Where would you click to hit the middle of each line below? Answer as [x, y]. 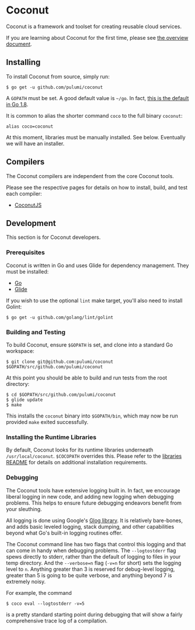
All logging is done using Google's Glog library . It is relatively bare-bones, [94, 520]
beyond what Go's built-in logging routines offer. [64, 533]
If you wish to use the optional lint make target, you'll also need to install [94, 300]
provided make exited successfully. [47, 422]
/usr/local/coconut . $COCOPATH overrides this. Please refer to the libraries [94, 456]
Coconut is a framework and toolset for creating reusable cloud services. [94, 26]
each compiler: [24, 193]
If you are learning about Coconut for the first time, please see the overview [97, 37]
